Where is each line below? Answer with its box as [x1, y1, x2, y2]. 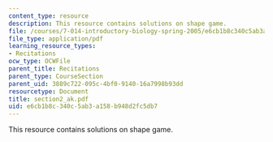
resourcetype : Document [8, 87, 89, 96]
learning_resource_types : [8, 42, 96, 50]
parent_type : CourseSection [8, 72, 104, 80]
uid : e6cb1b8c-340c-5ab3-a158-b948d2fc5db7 [8, 102, 158, 110]
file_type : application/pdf [8, 34, 104, 43]
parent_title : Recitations [8, 65, 100, 73]
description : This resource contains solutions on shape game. [8, 19, 227, 28]
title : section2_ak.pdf [8, 95, 89, 103]
